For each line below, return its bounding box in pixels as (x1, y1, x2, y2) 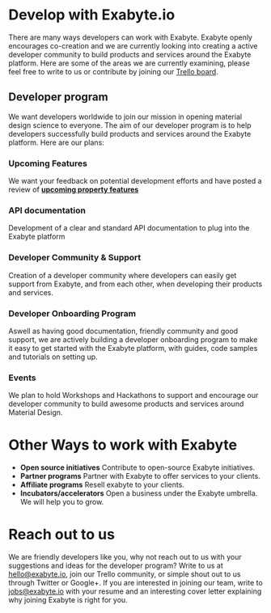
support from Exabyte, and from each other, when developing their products (8, 279, 263, 289)
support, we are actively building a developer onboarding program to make (8, 334, 258, 345)
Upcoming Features (8, 158, 87, 169)
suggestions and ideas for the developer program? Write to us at (8, 560, 224, 571)
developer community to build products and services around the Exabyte (8, 49, 252, 59)
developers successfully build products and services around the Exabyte (8, 129, 252, 138)
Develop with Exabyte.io (8, 6, 176, 24)
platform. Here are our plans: (8, 137, 105, 147)
